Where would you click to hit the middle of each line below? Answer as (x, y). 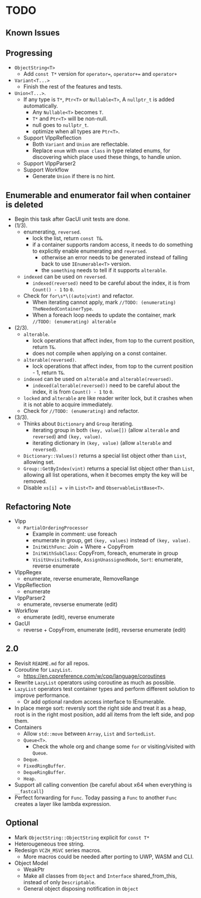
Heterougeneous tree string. (49, 844)
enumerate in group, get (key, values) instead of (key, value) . (111, 540)
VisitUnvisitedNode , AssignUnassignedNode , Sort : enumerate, (107, 560)
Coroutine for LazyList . (43, 669)
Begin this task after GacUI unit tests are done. (72, 219)
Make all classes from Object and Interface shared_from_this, (100, 876)
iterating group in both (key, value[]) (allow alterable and (106, 430)
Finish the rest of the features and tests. (73, 87)
